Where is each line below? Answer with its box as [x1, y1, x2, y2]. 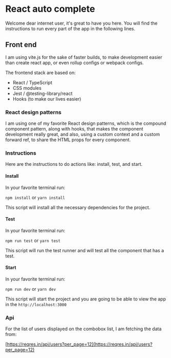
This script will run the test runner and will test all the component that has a [5, 247, 164, 253]
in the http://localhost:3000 [5, 301, 67, 307]
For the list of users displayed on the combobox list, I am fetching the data [5, 326, 162, 332]
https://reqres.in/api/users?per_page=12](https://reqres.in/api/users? [7, 341, 153, 347]
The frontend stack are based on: [5, 69, 76, 76]
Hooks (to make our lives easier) [12, 96, 81, 102]
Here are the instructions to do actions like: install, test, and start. [5, 161, 143, 167]
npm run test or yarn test [5, 237, 60, 243]
